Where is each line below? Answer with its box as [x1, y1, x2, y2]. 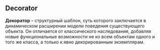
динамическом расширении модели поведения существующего [5, 23, 145, 29]
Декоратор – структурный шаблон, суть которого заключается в [5, 17, 146, 23]
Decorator [5, 4, 38, 13]
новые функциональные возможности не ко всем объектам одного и [5, 33, 155, 39]
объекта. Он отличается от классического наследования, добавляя [5, 28, 151, 34]
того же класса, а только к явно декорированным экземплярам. [5, 39, 145, 45]
